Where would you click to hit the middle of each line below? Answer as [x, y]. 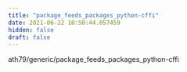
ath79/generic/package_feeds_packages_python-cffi [94, 59]
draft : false [29, 37]
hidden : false [31, 30]
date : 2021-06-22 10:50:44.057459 [65, 23]
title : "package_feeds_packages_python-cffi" [83, 15]
